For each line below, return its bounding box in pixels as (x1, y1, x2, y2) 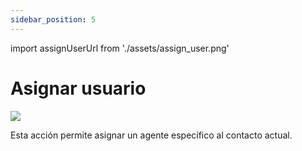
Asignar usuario (10, 77, 147, 100)
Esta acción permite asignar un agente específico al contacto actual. (10, 129, 293, 141)
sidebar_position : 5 (10, 14, 97, 25)
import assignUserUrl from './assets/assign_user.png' (10, 42, 230, 54)
